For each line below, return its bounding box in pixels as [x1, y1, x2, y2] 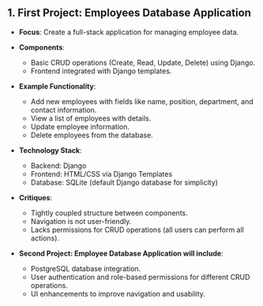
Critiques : [18, 192, 53, 202]
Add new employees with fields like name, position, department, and [30, 96, 254, 106]
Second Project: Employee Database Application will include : [18, 248, 224, 258]
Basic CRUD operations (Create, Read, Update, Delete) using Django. [30, 58, 256, 67]
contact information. [30, 105, 97, 114]
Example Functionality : [18, 81, 96, 91]
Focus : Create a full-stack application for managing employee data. [18, 27, 239, 36]
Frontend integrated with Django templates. [30, 66, 172, 76]
